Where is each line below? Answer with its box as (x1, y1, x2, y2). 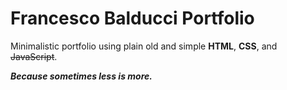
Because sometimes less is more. (10, 70, 153, 82)
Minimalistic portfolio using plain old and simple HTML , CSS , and (10, 40, 278, 52)
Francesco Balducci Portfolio (10, 7, 255, 30)
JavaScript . (10, 50, 58, 62)
